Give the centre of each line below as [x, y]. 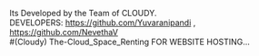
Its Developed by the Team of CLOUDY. [83, 13]
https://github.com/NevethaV [64, 32]
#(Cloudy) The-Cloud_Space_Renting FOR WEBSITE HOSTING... [129, 42]
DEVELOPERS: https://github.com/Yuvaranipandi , [103, 23]
